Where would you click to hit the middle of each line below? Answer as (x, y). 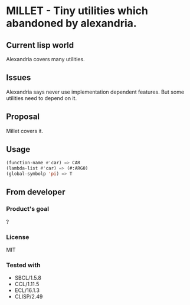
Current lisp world (40, 45)
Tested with (23, 265)
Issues (19, 78)
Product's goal (27, 209)
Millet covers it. (24, 131)
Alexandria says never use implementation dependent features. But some (95, 92)
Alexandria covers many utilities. (45, 59)
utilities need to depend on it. (42, 98)
